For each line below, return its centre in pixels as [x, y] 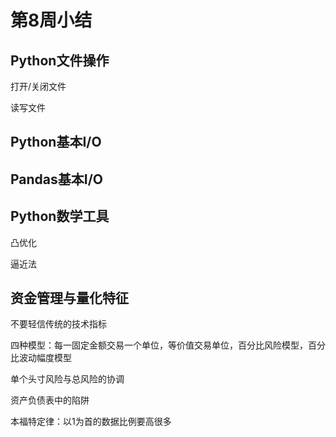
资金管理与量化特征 [69, 297]
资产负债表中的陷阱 [50, 400]
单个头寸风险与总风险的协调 [67, 379]
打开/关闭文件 [38, 86]
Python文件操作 [60, 60]
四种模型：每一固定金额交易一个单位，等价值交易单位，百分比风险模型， [159, 345]
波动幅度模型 [45, 358]
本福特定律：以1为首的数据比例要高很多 [91, 422]
